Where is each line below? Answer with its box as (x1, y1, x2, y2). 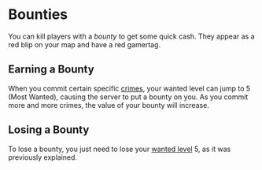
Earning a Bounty (8, 63, 94, 76)
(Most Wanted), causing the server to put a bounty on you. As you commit (8, 92, 249, 102)
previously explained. (8, 152, 77, 162)
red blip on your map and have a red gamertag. (8, 39, 161, 49)
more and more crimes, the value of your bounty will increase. (8, 100, 210, 109)
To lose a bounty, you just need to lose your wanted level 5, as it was (8, 144, 231, 153)
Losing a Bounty (8, 124, 90, 137)
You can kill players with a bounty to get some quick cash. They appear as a (8, 31, 255, 41)
